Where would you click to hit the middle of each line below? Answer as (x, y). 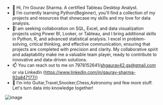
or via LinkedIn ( (28, 72)
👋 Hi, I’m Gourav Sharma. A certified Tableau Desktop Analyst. (75, 8)
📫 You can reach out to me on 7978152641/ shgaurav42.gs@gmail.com (84, 65)
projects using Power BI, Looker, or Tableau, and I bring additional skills (84, 34)
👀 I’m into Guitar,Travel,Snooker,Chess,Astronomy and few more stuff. (82, 83)
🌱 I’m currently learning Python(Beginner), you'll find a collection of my (84, 13)
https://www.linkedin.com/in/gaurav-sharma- (90, 72)
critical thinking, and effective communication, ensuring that (90, 44)
